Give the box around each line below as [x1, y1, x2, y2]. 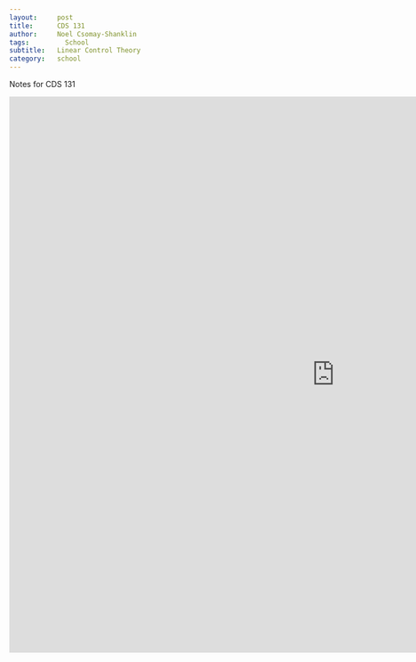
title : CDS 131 [9, 21, 86, 30]
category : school [9, 54, 82, 63]
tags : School [9, 37, 90, 47]
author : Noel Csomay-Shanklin [9, 29, 138, 38]
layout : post [9, 12, 74, 22]
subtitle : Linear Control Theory [9, 46, 141, 55]
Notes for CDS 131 [9, 79, 76, 89]
